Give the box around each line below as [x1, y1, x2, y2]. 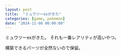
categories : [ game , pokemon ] [5, 16, 65, 21]
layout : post [5, 7, 32, 12]
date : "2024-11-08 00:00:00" [5, 20, 65, 26]
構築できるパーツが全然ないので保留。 [5, 45, 83, 51]
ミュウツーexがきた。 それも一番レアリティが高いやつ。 [5, 35, 120, 40]
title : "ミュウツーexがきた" [5, 12, 62, 17]
